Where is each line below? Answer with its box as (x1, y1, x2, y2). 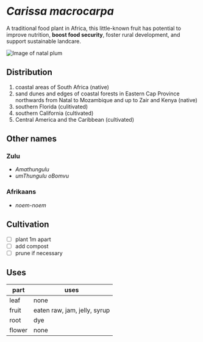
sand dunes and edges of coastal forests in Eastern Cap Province (15, 90, 180, 97)
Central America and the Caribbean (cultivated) (15, 116, 135, 123)
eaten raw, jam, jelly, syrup (33, 306, 110, 314)
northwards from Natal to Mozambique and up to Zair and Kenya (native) (15, 96, 198, 103)
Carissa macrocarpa (6, 4, 114, 18)
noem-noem (15, 201, 47, 209)
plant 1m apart (15, 236, 51, 243)
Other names (6, 133, 57, 144)
